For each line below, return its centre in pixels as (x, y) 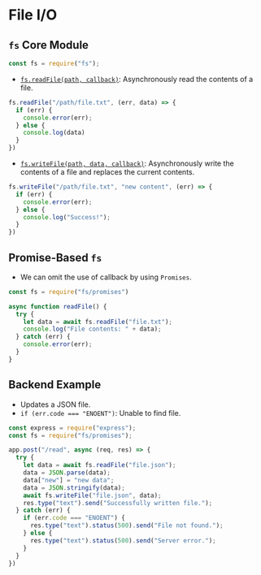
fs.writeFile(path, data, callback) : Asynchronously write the (127, 163)
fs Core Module (49, 45)
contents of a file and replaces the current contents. (107, 172)
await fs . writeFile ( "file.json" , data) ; (92, 495)
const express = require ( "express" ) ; (72, 428)
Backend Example (55, 385)
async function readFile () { (58, 306)
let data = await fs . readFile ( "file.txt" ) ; (98, 322)
